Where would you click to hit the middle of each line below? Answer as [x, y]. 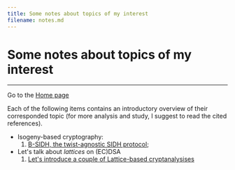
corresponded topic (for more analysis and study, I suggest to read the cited [117, 116]
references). [25, 123]
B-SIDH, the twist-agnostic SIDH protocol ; [88, 144]
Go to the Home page [38, 95]
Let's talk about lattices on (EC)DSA [69, 152]
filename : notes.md [36, 20]
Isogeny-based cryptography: [60, 137]
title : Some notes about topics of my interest [78, 14]
